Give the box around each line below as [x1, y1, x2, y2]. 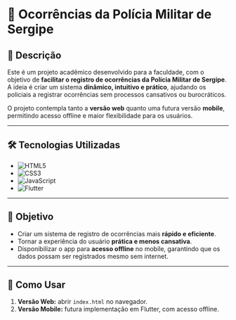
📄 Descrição [7, 49, 62, 61]
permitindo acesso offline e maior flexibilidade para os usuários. [7, 112, 193, 120]
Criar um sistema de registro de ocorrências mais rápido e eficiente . [17, 229, 216, 238]
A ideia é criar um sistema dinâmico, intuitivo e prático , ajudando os [7, 83, 206, 91]
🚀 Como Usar [7, 279, 66, 291]
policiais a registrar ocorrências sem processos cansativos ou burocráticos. [7, 91, 227, 98]
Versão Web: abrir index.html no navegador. [17, 297, 148, 306]
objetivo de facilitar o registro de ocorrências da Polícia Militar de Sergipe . [7, 75, 227, 84]
